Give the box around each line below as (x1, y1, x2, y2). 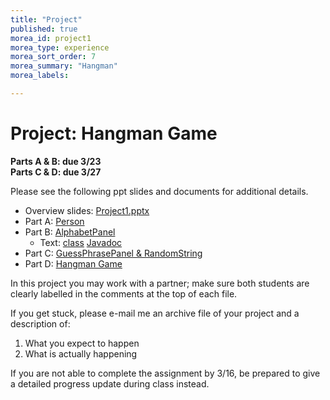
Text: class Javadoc (39, 236, 123, 248)
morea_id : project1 (10, 33, 92, 43)
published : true (10, 24, 78, 34)
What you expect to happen (24, 337, 140, 349)
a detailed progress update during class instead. (10, 377, 210, 390)
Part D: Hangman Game (24, 257, 123, 270)
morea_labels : (10, 71, 70, 81)
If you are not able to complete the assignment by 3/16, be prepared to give (10, 367, 321, 379)
